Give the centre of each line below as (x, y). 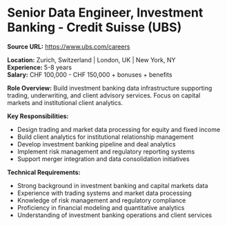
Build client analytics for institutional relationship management (106, 137)
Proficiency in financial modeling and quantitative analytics (101, 207)
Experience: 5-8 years (40, 67)
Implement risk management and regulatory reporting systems (106, 151)
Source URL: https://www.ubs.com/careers (69, 46)
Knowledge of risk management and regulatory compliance (101, 200)
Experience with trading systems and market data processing (104, 193)
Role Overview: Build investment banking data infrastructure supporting (110, 88)
